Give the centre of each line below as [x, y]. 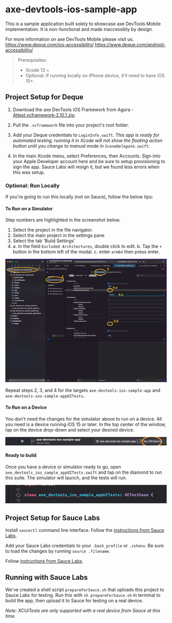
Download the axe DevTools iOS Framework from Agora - [73, 110]
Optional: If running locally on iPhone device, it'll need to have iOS [95, 75]
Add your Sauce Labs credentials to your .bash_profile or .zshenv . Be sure [84, 546]
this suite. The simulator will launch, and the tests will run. [66, 477]
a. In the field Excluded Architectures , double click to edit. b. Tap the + [87, 246]
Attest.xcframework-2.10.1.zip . [44, 115]
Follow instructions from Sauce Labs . [44, 561]
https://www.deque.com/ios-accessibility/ [49, 44]
